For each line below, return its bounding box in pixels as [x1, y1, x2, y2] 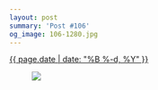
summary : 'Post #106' [9, 21, 91, 30]
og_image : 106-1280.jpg [9, 29, 99, 38]
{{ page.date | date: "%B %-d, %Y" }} [9, 54, 149, 65]
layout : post [9, 12, 58, 22]
